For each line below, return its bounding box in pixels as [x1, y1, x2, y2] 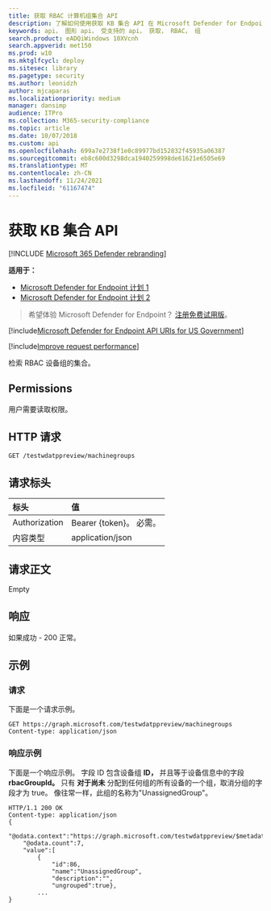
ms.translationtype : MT [8, 162, 89, 170]
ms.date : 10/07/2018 [8, 131, 78, 139]
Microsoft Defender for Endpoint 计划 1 [19, 282, 149, 292]
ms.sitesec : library [8, 64, 78, 73]
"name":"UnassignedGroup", [51, 867, 143, 876]
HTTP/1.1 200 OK [8, 804, 63, 812]
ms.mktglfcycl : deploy [8, 57, 85, 65]
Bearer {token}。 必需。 [71, 518, 161, 529]
